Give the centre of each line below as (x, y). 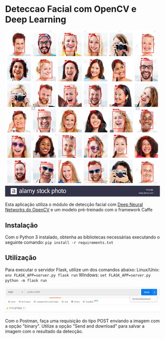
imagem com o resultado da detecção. (44, 331)
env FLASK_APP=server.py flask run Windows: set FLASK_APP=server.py (78, 275)
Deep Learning (36, 19)
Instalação (22, 225)
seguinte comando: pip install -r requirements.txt (59, 242)
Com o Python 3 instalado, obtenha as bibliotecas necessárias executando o (82, 237)
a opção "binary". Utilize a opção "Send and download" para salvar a (75, 326)
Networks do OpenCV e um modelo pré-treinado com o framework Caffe (79, 210)
